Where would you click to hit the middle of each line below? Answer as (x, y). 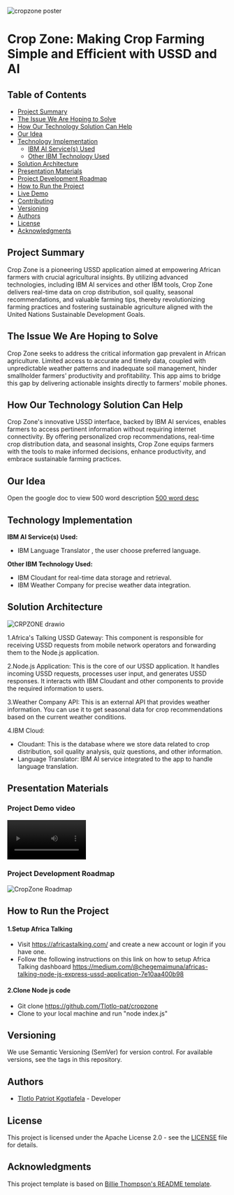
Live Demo (33, 193)
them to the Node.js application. (53, 653)
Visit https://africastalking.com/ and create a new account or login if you (121, 944)
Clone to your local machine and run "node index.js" (93, 1013)
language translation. (48, 766)
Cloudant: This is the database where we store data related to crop (113, 744)
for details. (23, 1145)
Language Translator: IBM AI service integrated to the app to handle (115, 759)
